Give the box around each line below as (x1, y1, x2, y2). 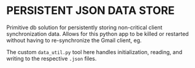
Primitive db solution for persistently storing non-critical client (6, 24, 162, 31)
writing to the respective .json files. (6, 55, 97, 62)
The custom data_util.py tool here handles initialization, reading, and (6, 48, 183, 55)
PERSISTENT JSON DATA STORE (6, 4, 175, 18)
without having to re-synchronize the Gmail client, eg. (6, 36, 142, 44)
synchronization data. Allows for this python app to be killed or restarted (6, 30, 189, 37)
